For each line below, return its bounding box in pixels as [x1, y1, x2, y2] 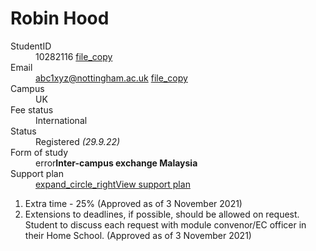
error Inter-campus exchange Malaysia [35, 157, 198, 169]
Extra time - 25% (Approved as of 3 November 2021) [24, 197, 243, 209]
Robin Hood [10, 7, 110, 30]
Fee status [10, 103, 54, 116]
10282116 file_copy [35, 50, 113, 62]
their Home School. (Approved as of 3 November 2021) [24, 229, 252, 241]
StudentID [10, 40, 52, 52]
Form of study [10, 146, 69, 158]
